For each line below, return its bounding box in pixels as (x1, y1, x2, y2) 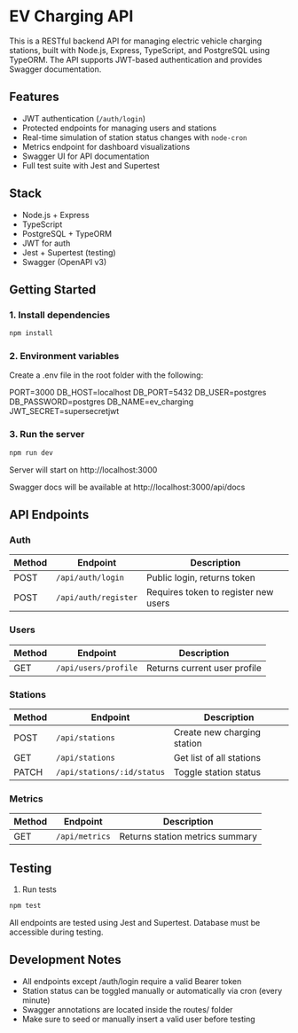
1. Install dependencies (9, 309, 111, 321)
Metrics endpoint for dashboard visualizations (21, 141, 191, 152)
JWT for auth (21, 238, 71, 248)
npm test (9, 901, 42, 910)
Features (9, 90, 59, 105)
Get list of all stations (173, 751, 262, 763)
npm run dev (9, 448, 53, 458)
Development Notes (9, 952, 122, 967)
